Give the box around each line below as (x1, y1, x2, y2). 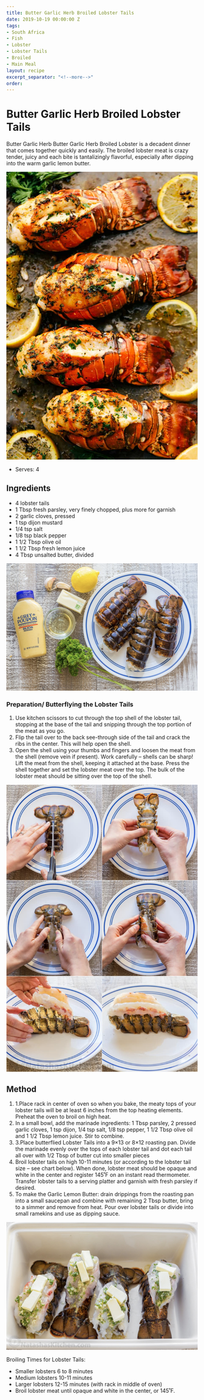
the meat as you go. (15, 727, 66, 734)
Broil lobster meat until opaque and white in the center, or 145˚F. (15, 1387, 175, 1394)
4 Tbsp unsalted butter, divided (15, 551, 94, 558)
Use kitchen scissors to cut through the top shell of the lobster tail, (15, 714, 182, 721)
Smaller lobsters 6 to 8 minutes (15, 1367, 93, 1374)
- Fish (6, 35, 23, 42)
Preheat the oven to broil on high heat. (15, 1113, 111, 1120)
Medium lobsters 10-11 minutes (15, 1374, 93, 1381)
